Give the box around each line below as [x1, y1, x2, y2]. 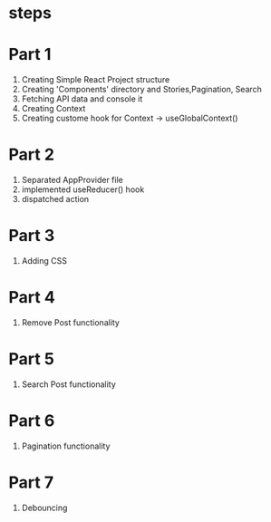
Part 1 [8, 44, 52, 65]
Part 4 [8, 287, 55, 308]
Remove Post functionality [21, 316, 120, 328]
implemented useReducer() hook [21, 184, 145, 195]
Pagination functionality [21, 440, 111, 451]
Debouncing [21, 502, 68, 513]
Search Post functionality [21, 379, 117, 390]
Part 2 [8, 144, 55, 165]
